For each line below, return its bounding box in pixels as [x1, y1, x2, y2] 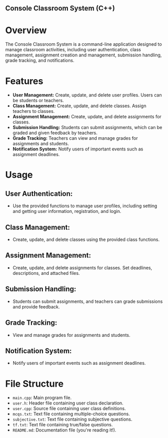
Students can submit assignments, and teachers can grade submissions [12, 298, 163, 304]
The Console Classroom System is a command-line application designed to [5, 41, 162, 47]
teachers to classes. [12, 108, 55, 114]
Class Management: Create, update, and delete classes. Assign [12, 103, 147, 109]
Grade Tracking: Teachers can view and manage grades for [12, 135, 138, 141]
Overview [5, 24, 47, 36]
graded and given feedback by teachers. [12, 130, 98, 136]
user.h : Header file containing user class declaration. [12, 400, 124, 406]
